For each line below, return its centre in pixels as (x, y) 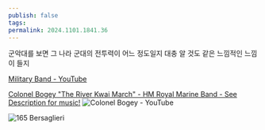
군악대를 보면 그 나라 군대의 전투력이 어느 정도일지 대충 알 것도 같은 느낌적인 (126, 54)
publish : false (33, 15)
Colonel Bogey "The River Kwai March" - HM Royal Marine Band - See (123, 95)
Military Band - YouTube (48, 79)
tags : (17, 23)
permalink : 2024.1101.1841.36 (58, 30)
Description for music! (44, 102)
